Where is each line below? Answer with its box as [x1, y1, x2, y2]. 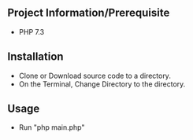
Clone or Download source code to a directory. [18, 71, 171, 80]
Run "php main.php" [18, 123, 85, 132]
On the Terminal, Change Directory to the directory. [18, 79, 186, 89]
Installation [7, 50, 64, 64]
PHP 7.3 [18, 27, 45, 36]
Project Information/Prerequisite [7, 6, 170, 20]
